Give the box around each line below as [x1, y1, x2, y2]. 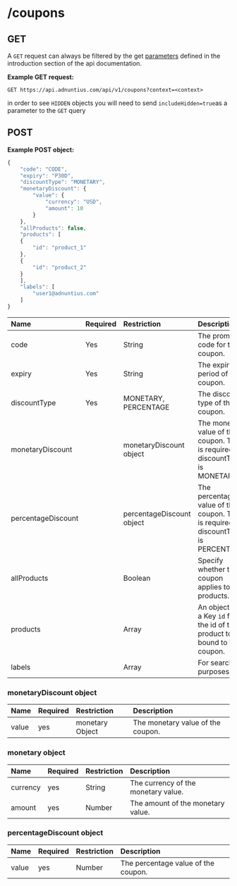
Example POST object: [7, 145, 74, 154]
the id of [197, 620, 226, 629]
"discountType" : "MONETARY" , [20, 178, 106, 186]
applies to [197, 582, 231, 591]
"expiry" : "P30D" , [20, 172, 74, 179]
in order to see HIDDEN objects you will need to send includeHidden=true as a [7, 99, 228, 107]
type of [197, 398, 222, 407]
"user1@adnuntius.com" [32, 290, 99, 297]
